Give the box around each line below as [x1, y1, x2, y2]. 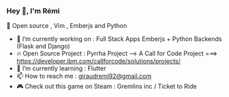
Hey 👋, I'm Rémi [6, 6, 60, 16]
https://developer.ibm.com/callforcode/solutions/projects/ [16, 57, 181, 66]
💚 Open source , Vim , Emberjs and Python [6, 22, 127, 30]
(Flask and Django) [16, 42, 70, 51]
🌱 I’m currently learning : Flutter [16, 64, 107, 72]
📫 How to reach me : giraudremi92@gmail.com [16, 72, 152, 81]
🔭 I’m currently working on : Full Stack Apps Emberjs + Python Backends [16, 35, 222, 43]
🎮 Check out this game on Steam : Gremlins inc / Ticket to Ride [16, 82, 197, 91]
